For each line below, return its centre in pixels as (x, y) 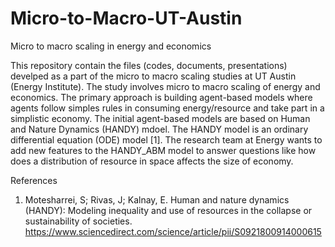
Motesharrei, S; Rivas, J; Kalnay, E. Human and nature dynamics (157, 199)
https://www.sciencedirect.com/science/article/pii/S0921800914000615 (173, 231)
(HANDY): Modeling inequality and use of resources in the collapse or (168, 210)
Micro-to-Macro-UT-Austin (126, 18)
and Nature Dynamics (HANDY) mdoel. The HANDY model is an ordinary (159, 129)
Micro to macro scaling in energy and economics (111, 46)
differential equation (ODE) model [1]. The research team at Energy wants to (166, 139)
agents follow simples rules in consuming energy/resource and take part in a (167, 108)
